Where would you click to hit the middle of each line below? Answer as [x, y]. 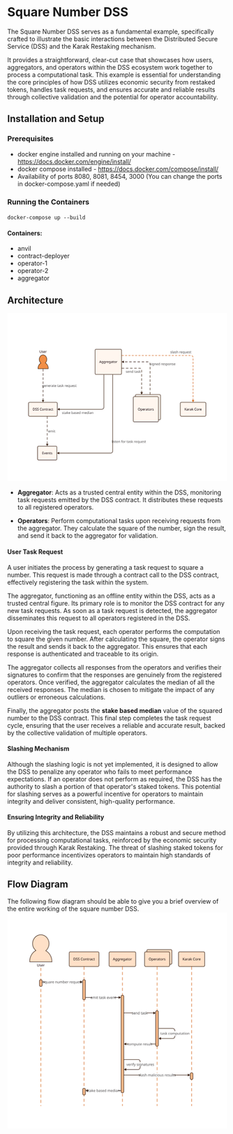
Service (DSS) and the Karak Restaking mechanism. [82, 46]
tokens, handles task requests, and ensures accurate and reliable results [111, 89]
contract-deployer [43, 256]
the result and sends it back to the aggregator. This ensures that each [107, 646]
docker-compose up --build [46, 217]
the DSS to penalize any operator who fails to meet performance [100, 772]
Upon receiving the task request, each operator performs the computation [114, 631]
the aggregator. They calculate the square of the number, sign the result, [122, 529]
